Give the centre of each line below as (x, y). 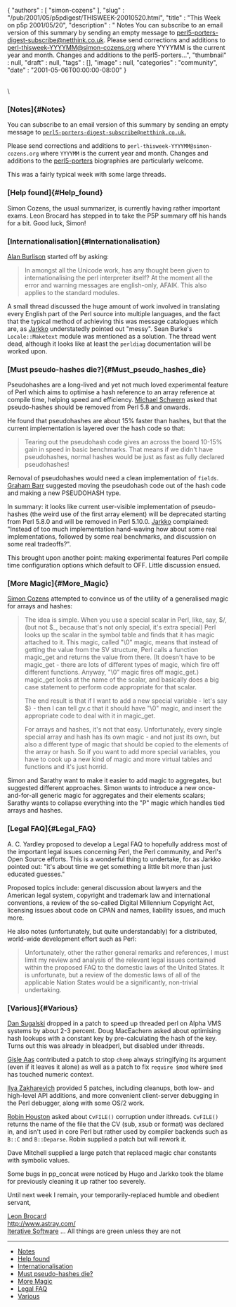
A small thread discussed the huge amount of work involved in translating (113, 306)
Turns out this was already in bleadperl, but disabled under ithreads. (106, 1046)
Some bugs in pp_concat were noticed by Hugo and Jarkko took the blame (115, 1174)
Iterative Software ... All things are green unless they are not (94, 1231)
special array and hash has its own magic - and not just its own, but (122, 737)
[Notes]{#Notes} (37, 109)
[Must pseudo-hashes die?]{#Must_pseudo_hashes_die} (107, 369)
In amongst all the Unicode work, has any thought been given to (117, 270)
